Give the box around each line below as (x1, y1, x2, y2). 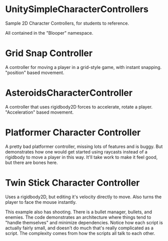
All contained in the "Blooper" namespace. (5, 30, 94, 36)
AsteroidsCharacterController (5, 87, 133, 99)
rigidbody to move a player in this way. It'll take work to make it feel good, (5, 154, 158, 160)
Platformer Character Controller (5, 127, 141, 138)
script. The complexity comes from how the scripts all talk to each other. (5, 230, 155, 236)
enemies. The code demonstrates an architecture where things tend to (5, 214, 151, 220)
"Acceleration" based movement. (5, 109, 74, 115)
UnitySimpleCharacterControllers (5, 4, 149, 15)
